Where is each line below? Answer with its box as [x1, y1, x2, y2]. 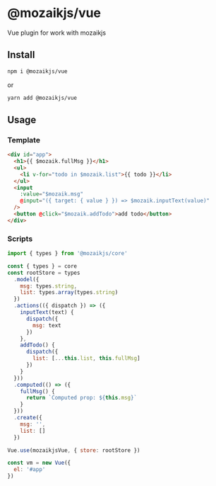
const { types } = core [7, 262, 78, 270]
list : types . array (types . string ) [20, 289, 119, 296]
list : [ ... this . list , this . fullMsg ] [32, 355, 140, 362]
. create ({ [13, 414, 42, 422]
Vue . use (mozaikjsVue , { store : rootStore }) [7, 446, 140, 454]
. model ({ [13, 276, 40, 283]
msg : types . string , [20, 282, 78, 290]
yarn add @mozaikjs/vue [7, 94, 78, 101]
